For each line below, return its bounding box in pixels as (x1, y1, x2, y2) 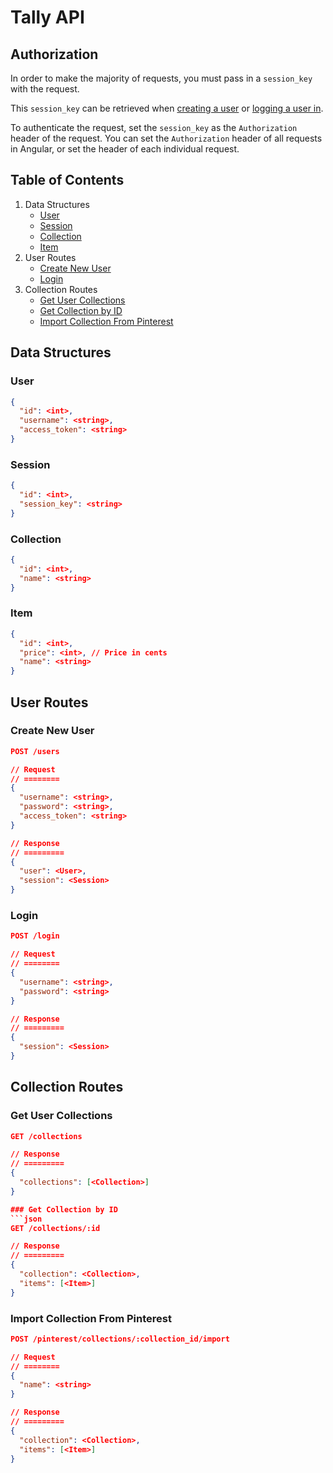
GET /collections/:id (10, 1223, 101, 1233)
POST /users (10, 746, 60, 756)
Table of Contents (10, 172, 125, 189)
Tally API (10, 6, 85, 29)
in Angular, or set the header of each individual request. (10, 143, 240, 155)
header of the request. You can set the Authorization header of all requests (10, 132, 323, 144)
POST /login (10, 931, 60, 941)
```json (10, 1214, 43, 1224)
